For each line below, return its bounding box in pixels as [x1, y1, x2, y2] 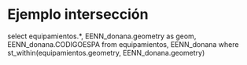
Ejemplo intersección [7, 5, 149, 23]
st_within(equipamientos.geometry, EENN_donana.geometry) [7, 48, 205, 57]
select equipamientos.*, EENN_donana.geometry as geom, [7, 31, 197, 41]
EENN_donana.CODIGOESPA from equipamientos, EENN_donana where [7, 39, 239, 49]
